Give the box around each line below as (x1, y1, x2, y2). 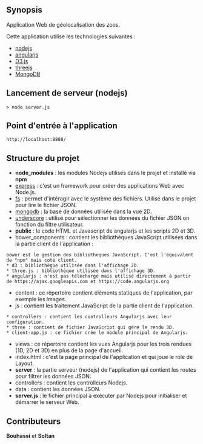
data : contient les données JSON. (15, 386, 101, 393)
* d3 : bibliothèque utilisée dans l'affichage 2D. (6, 262, 139, 269)
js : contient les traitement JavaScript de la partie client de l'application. (15, 302, 194, 309)
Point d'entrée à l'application (6, 121, 118, 131)
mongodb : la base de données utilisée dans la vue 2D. (15, 208, 153, 215)
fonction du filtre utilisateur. (15, 221, 84, 228)
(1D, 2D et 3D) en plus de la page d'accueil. (15, 347, 124, 354)
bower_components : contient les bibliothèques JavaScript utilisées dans (15, 234, 198, 241)
